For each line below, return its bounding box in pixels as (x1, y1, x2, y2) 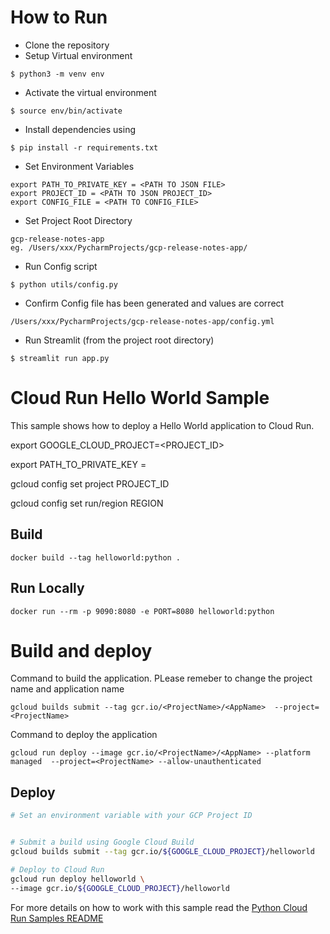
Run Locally (10, 580, 85, 597)
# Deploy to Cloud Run (10, 864, 105, 875)
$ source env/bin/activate (10, 106, 123, 116)
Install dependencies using (24, 123, 136, 135)
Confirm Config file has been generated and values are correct (24, 297, 285, 309)
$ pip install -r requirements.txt (10, 142, 159, 153)
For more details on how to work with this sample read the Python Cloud (10, 901, 308, 913)
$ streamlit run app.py (10, 353, 110, 363)
